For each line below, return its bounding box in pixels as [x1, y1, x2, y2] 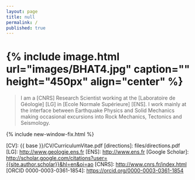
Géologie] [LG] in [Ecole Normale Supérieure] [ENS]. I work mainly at [20, 101, 187, 108]
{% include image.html [6, 50, 120, 63]
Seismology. [20, 120, 51, 127]
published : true [6, 25, 46, 31]
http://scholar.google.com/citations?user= [6, 155, 108, 162]
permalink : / [6, 19, 38, 25]
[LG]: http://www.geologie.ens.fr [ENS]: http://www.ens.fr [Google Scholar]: [6, 148, 189, 155]
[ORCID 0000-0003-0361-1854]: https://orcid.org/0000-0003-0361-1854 [6, 167, 184, 174]
